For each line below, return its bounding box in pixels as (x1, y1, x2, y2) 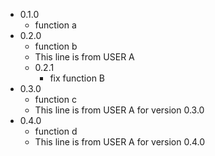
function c (34, 94, 77, 105)
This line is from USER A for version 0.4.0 (34, 136, 206, 148)
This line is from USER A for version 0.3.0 (34, 104, 205, 116)
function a (34, 19, 77, 31)
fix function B (49, 72, 106, 84)
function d (34, 125, 78, 137)
